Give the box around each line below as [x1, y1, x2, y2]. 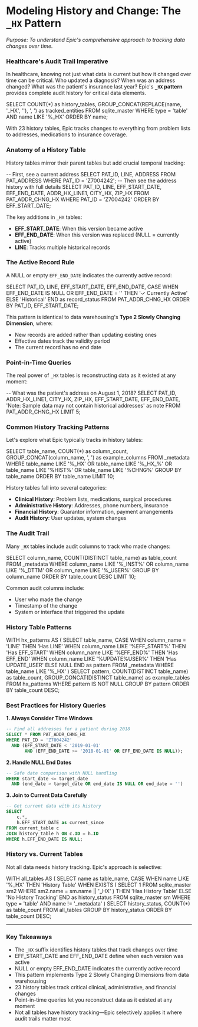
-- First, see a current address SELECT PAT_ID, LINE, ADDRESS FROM [6, 170, 176, 178]
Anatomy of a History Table [6, 146, 86, 154]
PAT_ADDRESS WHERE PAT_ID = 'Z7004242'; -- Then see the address [6, 177, 177, 184]
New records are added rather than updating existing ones [14, 331, 157, 338]
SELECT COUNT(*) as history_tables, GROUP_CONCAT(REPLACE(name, [6, 101, 181, 108]
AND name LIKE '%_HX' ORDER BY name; [6, 113, 108, 120]
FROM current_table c [6, 825, 60, 831]
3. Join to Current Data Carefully [6, 792, 87, 799]
